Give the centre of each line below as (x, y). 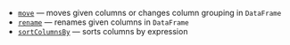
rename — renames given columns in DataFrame (103, 22)
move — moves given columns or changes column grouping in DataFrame (149, 13)
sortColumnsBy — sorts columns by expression (103, 31)
